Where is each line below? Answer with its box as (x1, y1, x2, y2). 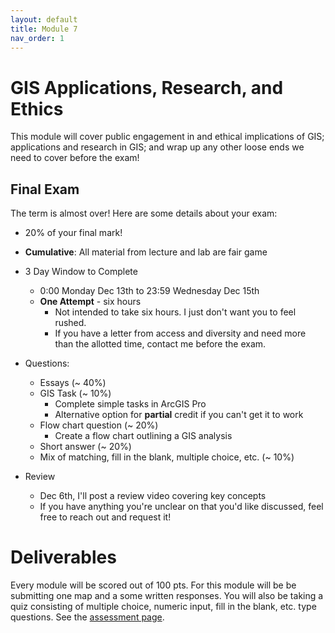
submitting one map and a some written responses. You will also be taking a (10, 590, 324, 602)
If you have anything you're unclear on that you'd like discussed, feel (39, 501, 324, 513)
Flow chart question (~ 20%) (39, 419, 159, 431)
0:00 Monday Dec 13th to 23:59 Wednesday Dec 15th (39, 285, 260, 297)
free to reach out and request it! (39, 511, 172, 523)
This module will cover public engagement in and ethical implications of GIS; (10, 131, 325, 143)
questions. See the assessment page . (10, 611, 165, 623)
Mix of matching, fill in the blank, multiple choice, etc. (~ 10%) (39, 451, 295, 463)
